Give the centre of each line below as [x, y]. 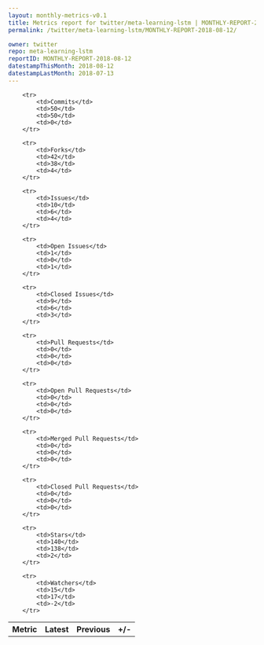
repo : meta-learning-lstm [50, 52]
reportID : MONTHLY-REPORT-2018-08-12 [70, 59]
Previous [93, 629]
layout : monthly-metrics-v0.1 [58, 15]
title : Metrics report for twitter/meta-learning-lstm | [103, 23]
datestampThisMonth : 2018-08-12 [61, 66]
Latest [57, 629]
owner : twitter [33, 44]
